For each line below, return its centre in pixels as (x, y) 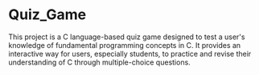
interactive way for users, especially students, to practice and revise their (130, 53)
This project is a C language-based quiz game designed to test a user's (127, 37)
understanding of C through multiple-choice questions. (99, 62)
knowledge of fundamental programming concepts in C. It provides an (125, 45)
